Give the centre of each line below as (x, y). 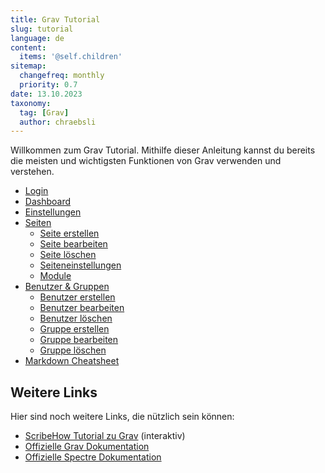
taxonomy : (31, 103)
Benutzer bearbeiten (82, 308)
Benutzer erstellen (77, 297)
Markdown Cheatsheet (72, 361)
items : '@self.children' (71, 57)
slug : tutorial (42, 29)
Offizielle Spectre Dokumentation (93, 457)
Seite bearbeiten (73, 244)
